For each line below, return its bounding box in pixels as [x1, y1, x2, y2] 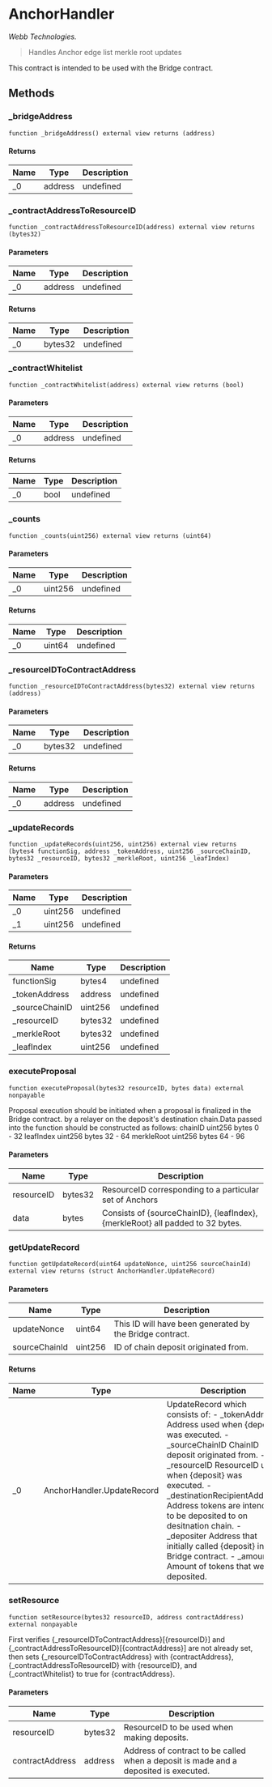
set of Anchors [101, 1194, 159, 1205]
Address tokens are [166, 1499, 241, 1511]
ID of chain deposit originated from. [113, 1341, 249, 1353]
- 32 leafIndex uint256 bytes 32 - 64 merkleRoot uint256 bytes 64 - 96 [8, 1131, 245, 1141]
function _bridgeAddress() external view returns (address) [8, 129, 216, 138]
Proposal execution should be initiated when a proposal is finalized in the [8, 1105, 252, 1115]
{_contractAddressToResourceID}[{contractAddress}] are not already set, [8, 1643, 253, 1653]
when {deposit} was [166, 1469, 243, 1481]
